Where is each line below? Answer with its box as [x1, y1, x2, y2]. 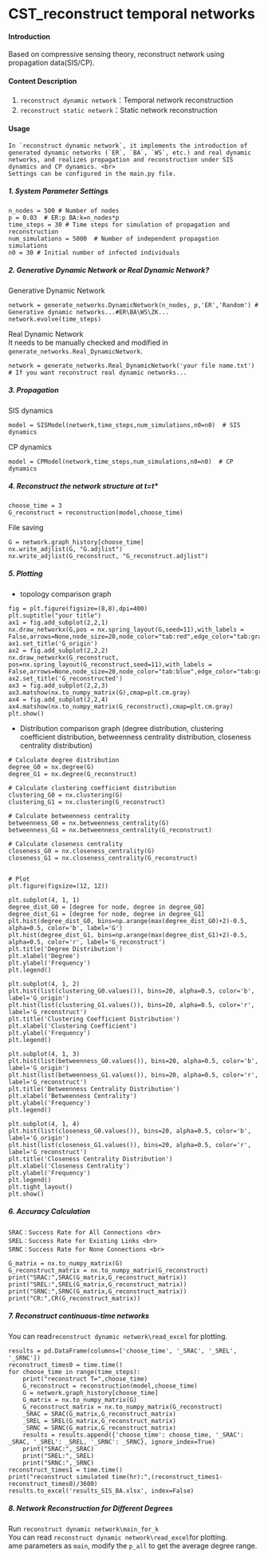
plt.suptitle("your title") [8, 611, 102, 620]
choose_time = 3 [8, 501, 62, 509]
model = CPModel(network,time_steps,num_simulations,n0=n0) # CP [8, 457, 234, 465]
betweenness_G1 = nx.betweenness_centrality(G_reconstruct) [8, 825, 213, 834]
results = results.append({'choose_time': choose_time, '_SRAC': [22, 1431, 245, 1439]
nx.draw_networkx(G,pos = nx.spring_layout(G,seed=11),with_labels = [8, 625, 245, 633]
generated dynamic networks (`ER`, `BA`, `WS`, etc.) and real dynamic [8, 149, 251, 157]
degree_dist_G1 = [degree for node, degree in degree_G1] [8, 909, 205, 918]
